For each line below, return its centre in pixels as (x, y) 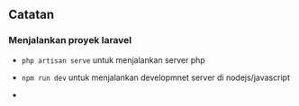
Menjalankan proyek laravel (70, 40)
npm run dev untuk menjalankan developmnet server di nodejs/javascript (155, 77)
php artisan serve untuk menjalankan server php (113, 60)
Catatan (32, 15)
